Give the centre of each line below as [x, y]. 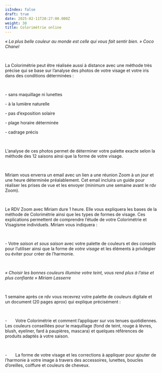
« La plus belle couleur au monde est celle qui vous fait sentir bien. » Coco [79, 41]
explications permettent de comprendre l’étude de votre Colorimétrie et [76, 220]
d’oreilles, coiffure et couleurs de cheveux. [47, 365]
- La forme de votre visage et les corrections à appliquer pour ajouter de [81, 355]
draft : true [17, 14]
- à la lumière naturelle [27, 104]
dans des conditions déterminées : [39, 76]
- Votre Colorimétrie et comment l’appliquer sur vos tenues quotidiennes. [81, 321]
